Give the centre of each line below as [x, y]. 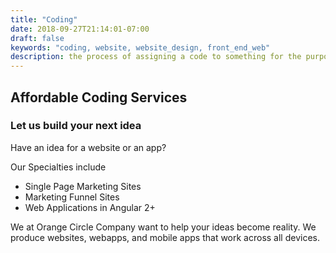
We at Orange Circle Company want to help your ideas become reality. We [163, 227]
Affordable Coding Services [99, 97]
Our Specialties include [58, 167]
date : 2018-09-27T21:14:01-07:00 [80, 29]
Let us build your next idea [76, 126]
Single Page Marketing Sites [83, 186]
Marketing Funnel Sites [72, 197]
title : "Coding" [44, 19]
